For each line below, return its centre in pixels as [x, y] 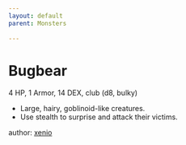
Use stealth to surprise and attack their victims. [99, 117]
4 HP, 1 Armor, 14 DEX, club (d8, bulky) [73, 93]
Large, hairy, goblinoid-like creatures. [82, 109]
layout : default [36, 16]
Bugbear [38, 70]
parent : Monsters [38, 23]
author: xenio [30, 133]
